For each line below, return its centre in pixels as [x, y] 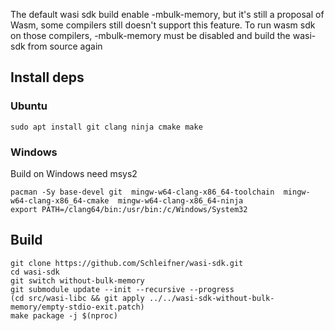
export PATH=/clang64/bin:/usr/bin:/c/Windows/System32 [129, 209]
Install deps [47, 77]
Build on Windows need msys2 [74, 173]
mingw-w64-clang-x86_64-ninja [180, 200]
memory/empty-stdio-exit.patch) [77, 307]
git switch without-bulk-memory [77, 280]
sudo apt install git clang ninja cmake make [106, 127]
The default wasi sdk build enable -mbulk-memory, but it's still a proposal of [167, 14]
